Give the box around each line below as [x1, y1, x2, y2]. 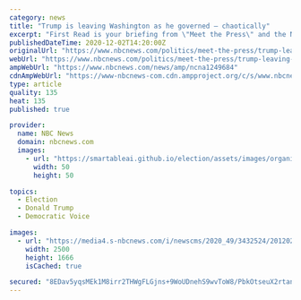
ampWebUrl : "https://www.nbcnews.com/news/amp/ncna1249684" [9, 64, 239, 73]
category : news [9, 13, 66, 22]
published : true [9, 105, 70, 114]
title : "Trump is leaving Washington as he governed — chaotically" [9, 21, 271, 30]
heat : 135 [9, 96, 47, 106]
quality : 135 [9, 88, 58, 97]
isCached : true [25, 261, 82, 270]
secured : [9, 278, 42, 287]
